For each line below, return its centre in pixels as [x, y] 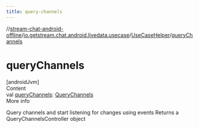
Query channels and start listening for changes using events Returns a [92, 112]
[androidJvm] [23, 82]
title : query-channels [34, 12]
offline [14, 35]
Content [16, 88]
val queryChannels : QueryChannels [50, 94]
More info [18, 101]
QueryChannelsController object [46, 118]
